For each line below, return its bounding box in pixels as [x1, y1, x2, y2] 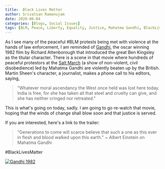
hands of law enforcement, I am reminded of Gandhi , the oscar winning [5, 44, 149, 50]
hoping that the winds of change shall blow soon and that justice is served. [5, 110, 157, 116]
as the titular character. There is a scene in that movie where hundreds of [5, 55, 154, 60]
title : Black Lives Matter [5, 7, 63, 12]
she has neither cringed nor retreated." [17, 95, 96, 101]
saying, [5, 76, 20, 82]
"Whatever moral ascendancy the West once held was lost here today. [17, 85, 160, 91]
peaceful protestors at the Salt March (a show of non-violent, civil [5, 60, 138, 66]
